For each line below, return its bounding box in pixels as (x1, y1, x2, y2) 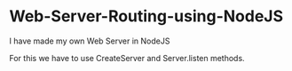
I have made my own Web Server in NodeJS (9, 35, 170, 46)
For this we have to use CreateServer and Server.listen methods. (9, 52, 246, 63)
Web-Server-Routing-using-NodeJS (9, 6, 284, 27)
